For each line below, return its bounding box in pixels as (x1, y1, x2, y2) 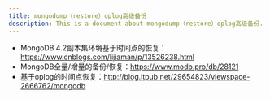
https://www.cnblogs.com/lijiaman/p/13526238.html (20, 52, 195, 62)
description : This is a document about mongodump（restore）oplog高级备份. (8, 19, 263, 28)
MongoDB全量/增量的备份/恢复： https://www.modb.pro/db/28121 (20, 62, 239, 71)
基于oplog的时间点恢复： (20, 71, 104, 81)
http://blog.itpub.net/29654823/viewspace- (103, 71, 250, 81)
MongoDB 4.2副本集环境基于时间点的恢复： (20, 42, 167, 53)
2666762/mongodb (20, 80, 86, 90)
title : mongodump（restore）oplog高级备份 (8, 11, 147, 20)
